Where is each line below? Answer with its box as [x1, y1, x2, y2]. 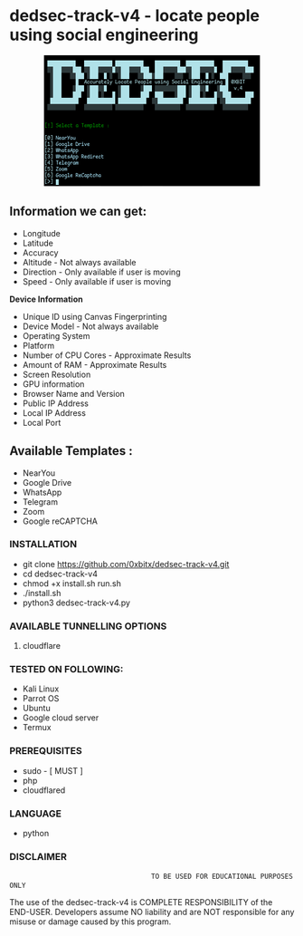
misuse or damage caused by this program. [9, 916, 172, 927]
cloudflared [22, 785, 66, 796]
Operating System [22, 330, 90, 341]
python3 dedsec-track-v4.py [22, 597, 131, 608]
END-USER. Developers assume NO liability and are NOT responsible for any [9, 907, 295, 918]
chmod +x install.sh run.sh [22, 577, 122, 589]
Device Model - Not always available [22, 321, 159, 332]
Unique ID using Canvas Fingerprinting [22, 311, 167, 322]
